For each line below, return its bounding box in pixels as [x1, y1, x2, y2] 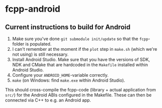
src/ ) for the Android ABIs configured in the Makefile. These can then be [5, 92, 152, 98]
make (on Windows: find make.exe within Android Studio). [12, 77, 125, 83]
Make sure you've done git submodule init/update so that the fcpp [12, 36, 148, 42]
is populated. [25, 41, 52, 47]
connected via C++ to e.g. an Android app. [5, 97, 92, 103]
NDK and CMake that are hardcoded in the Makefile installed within [12, 62, 148, 67]
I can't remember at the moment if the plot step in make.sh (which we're [12, 46, 158, 52]
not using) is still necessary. [12, 51, 69, 57]
